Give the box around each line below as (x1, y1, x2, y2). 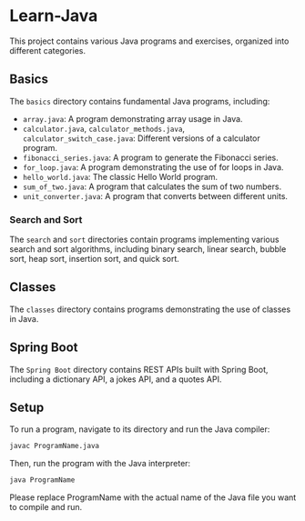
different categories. (9, 45, 86, 55)
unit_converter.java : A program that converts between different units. (22, 190, 289, 201)
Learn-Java (9, 5, 98, 26)
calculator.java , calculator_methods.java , (22, 123, 185, 134)
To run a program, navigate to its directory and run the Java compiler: (9, 424, 270, 435)
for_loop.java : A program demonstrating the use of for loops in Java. (22, 161, 284, 173)
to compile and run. (9, 502, 83, 513)
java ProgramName (9, 476, 76, 485)
